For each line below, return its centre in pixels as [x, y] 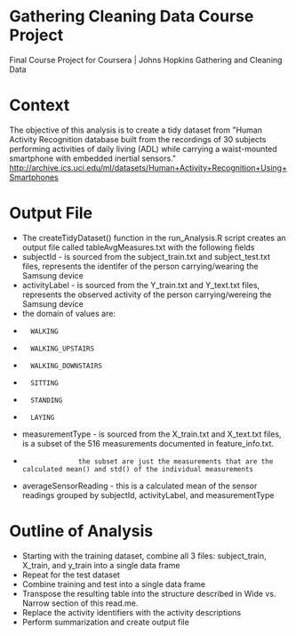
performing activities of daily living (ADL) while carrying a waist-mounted [143, 149]
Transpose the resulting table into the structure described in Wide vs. [149, 593]
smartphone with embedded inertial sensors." [92, 158]
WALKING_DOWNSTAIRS [66, 366]
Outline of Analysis [81, 531]
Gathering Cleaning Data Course [132, 16]
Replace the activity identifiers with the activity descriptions [132, 612]
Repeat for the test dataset [71, 575]
